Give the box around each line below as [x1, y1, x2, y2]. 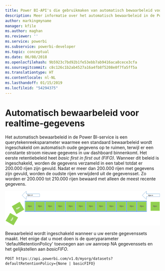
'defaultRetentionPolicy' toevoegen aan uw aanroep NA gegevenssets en [5, 241, 153, 247]
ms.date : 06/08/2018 [5, 54, 48, 59]
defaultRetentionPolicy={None [5, 261, 67, 266]
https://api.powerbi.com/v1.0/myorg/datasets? [16, 256, 113, 261]
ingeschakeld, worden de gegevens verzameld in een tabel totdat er [5, 160, 143, 166]
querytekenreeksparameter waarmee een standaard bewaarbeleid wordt [5, 139, 152, 145]
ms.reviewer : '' [5, 34, 38, 39]
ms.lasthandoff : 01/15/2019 [5, 81, 63, 85]
